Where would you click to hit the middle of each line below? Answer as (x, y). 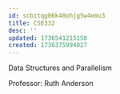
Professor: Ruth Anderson (51, 84)
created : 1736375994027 (48, 45)
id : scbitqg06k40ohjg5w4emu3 (57, 16)
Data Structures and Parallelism (60, 68)
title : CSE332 (32, 23)
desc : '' (23, 30)
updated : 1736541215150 (48, 38)
